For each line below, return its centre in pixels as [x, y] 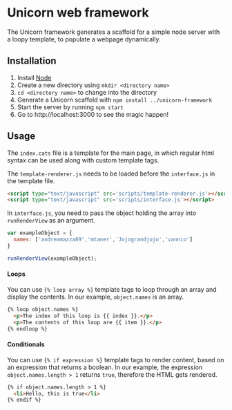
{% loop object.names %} [43, 310]
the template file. [31, 180]
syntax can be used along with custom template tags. [83, 160]
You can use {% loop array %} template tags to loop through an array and [112, 290]
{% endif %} [24, 400]
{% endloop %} [28, 329]
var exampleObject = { [40, 233]
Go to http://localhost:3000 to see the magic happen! [93, 114]
